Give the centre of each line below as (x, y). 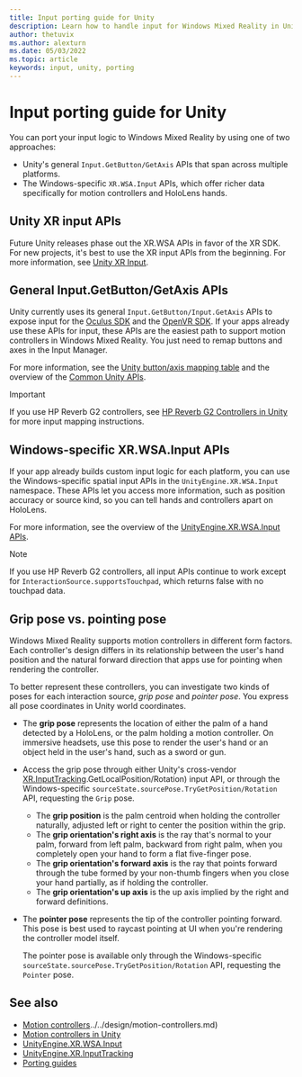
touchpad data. (37, 591)
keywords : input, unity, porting (72, 68)
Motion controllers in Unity (71, 1034)
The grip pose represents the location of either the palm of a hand (145, 723)
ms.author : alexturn (48, 43)
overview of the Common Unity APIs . (78, 377)
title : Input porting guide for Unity (82, 18)
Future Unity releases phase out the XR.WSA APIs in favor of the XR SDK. (145, 243)
